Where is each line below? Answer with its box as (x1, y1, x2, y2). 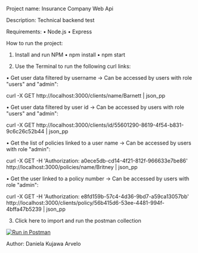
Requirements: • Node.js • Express (6, 28, 92, 35)
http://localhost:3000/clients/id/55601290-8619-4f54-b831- (36, 121, 184, 129)
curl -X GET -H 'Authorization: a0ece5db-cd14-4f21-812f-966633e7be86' (6, 157, 188, 164)
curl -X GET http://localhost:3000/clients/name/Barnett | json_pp (6, 92, 166, 99)
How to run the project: (6, 40, 63, 46)
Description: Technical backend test (6, 17, 95, 23)
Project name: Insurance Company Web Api (6, 5, 113, 12)
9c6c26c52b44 (6, 128, 45, 135)
